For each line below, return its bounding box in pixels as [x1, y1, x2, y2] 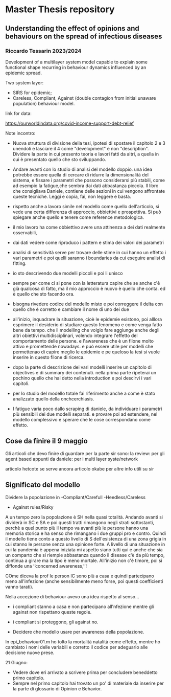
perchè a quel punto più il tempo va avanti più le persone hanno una [5, 525, 149, 531]
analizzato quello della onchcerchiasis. [12, 395, 94, 402]
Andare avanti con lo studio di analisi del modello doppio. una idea [12, 166, 152, 172]
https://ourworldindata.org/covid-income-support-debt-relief [5, 120, 134, 126]
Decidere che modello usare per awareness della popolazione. [12, 628, 144, 635]
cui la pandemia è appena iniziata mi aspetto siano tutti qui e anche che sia [5, 546, 163, 553]
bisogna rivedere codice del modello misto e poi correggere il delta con [12, 301, 163, 307]
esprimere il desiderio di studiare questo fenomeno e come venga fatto [12, 321, 162, 328]
